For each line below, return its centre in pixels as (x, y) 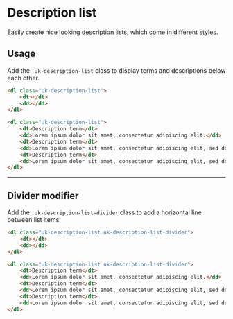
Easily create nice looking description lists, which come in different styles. (113, 32)
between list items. (34, 220)
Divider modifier (43, 196)
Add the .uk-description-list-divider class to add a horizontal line (105, 212)
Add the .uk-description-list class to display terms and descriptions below (116, 70)
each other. (24, 78)
